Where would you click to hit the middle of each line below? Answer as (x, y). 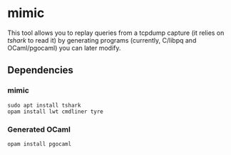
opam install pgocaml (40, 144)
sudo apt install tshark (44, 105)
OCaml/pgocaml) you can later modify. (64, 48)
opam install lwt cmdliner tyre (55, 112)
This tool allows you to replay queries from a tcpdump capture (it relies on (116, 33)
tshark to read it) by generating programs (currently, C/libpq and (102, 40)
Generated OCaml (39, 129)
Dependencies (40, 70)
